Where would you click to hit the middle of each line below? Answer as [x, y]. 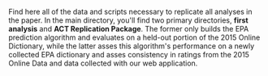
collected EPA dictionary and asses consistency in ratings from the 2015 [129, 55]
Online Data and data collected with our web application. [103, 63]
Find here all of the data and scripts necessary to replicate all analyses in [130, 12]
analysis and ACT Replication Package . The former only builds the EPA [129, 29]
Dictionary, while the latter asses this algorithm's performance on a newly [132, 46]
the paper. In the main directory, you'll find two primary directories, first [129, 20]
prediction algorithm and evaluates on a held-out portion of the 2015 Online [134, 37]
